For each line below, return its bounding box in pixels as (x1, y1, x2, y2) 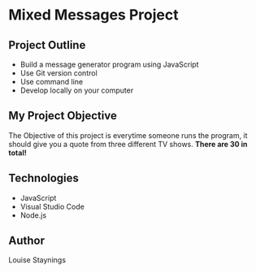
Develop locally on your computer (20, 85, 134, 95)
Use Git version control (20, 68, 98, 78)
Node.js (20, 210, 47, 220)
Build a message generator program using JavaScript (20, 59, 199, 69)
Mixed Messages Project (8, 6, 179, 24)
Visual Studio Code (20, 201, 85, 211)
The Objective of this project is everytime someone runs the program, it (8, 130, 248, 140)
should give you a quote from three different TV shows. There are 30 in (8, 139, 248, 149)
